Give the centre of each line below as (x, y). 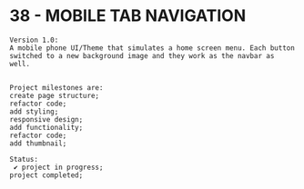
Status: (24, 159)
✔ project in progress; (58, 167)
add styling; (34, 111)
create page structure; (55, 95)
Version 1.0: (34, 40)
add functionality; (46, 127)
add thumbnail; (38, 143)
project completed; (46, 175)
